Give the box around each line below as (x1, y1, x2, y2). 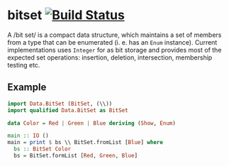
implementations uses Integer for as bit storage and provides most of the (7, 45, 222, 54)
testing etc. (7, 60, 40, 69)
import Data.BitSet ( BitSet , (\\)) (7, 100, 113, 107)
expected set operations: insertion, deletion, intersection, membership (7, 53, 213, 62)
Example (7, 82, 47, 94)
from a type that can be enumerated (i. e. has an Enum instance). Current (7, 38, 218, 46)
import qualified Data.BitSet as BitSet (7, 106, 129, 114)
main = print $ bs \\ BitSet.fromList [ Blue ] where (7, 139, 163, 146)
